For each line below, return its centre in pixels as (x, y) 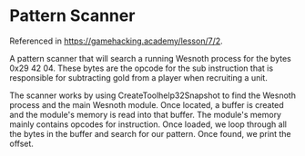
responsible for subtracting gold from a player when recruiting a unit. (139, 77)
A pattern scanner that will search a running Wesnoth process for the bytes (150, 58)
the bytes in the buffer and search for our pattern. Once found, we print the (150, 133)
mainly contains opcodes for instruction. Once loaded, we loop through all (148, 124)
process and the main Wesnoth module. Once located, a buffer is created (147, 104)
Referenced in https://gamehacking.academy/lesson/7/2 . (116, 41)
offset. (22, 143)
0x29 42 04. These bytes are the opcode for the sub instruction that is (142, 68)
